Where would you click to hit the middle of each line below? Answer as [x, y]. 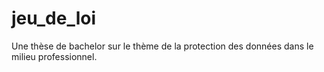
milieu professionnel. [54, 56]
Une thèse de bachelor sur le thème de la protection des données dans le [162, 46]
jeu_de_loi [54, 18]
